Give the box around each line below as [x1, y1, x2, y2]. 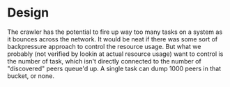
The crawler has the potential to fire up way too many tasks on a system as [7, 28, 223, 36]
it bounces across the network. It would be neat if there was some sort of [7, 35, 218, 43]
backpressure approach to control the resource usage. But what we [7, 42, 201, 50]
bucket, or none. [7, 71, 54, 80]
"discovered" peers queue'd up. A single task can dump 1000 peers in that [7, 64, 222, 72]
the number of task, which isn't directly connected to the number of [7, 57, 202, 65]
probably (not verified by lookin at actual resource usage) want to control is [7, 50, 224, 58]
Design [7, 5, 49, 21]
